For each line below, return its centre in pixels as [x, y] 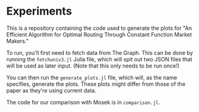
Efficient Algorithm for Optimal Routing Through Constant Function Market [99, 34]
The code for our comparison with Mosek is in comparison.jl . [83, 102]
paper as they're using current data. [51, 90]
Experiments [39, 11]
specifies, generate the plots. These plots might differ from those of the [96, 84]
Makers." [18, 41]
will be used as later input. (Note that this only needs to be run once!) [93, 66]
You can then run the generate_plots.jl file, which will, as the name [92, 77]
